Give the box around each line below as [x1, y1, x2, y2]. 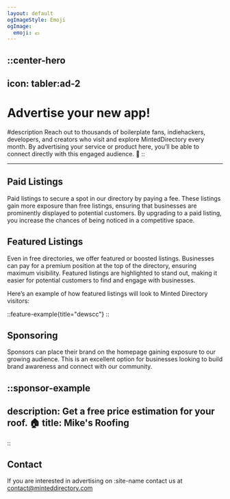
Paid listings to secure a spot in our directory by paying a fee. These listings [7, 194, 221, 202]
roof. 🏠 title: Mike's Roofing [7, 417, 130, 429]
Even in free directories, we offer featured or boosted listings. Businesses [7, 254, 214, 263]
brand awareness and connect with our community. [7, 363, 153, 371]
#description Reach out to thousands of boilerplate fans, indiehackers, [7, 127, 205, 136]
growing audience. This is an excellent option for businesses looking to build [7, 355, 223, 363]
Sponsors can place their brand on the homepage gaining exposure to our [7, 348, 216, 356]
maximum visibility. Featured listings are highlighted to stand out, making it [7, 269, 218, 277]
